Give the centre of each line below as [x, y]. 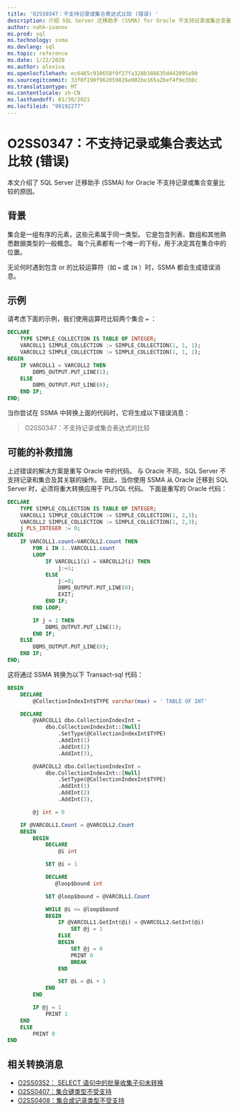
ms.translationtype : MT [42, 87]
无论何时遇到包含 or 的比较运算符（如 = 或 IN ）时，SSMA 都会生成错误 [111, 267]
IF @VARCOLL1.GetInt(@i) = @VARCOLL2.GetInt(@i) [131, 923]
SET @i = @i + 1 [82, 981]
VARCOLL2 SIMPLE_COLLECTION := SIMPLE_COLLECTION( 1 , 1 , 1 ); [110, 352]
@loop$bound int [79, 883]
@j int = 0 [49, 812]
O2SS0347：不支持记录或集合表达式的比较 [87, 428]
